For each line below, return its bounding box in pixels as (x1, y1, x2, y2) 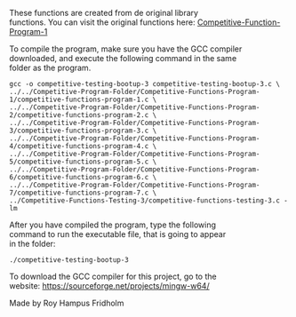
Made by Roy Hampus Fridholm (9, 297, 124, 308)
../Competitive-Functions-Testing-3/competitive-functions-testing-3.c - (9, 196, 289, 205)
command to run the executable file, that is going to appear (9, 229, 227, 239)
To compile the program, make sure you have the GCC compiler (9, 44, 243, 54)
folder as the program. (9, 62, 92, 73)
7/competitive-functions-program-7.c (9, 188, 149, 197)
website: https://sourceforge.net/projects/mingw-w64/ (9, 281, 211, 291)
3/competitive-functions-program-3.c (9, 126, 149, 135)
